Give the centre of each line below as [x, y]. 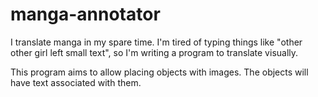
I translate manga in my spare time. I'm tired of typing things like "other [156, 42]
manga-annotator [85, 14]
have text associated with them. [76, 82]
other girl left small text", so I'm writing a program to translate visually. [154, 52]
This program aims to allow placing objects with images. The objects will [159, 72]
